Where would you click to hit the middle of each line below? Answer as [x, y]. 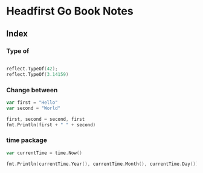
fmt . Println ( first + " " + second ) [51, 125]
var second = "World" [34, 108]
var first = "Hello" [32, 102]
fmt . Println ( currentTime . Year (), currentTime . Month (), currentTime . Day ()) [102, 164]
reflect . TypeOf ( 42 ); [32, 69]
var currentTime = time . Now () [44, 153]
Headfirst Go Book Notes [70, 11]
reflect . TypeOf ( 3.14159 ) [37, 74]
